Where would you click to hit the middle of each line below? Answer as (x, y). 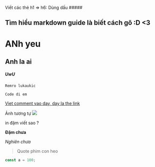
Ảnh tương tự (18, 113)
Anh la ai (18, 62)
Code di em (16, 94)
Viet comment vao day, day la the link (43, 103)
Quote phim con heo (37, 151)
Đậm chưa (16, 132)
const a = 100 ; (20, 160)
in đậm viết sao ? (22, 123)
